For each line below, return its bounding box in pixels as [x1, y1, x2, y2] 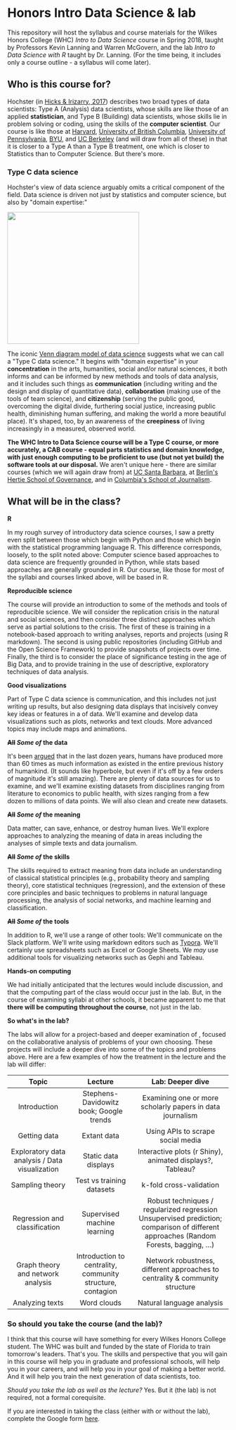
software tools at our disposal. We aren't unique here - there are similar [7, 461, 217, 469]
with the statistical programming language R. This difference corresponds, [7, 543, 223, 551]
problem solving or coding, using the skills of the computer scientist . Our [7, 120, 221, 128]
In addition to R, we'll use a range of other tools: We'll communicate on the [7, 931, 223, 939]
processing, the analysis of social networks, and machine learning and [7, 895, 211, 905]
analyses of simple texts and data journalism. [7, 838, 138, 847]
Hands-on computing [7, 966, 72, 975]
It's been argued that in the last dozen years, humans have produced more [7, 751, 223, 760]
